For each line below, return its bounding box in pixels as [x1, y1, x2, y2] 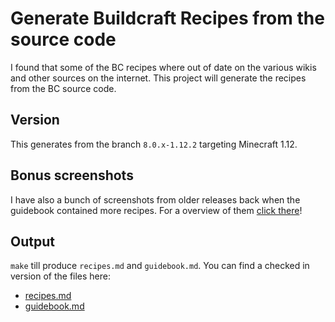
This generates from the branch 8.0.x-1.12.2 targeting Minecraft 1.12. [10, 138, 298, 150]
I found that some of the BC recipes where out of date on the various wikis [10, 61, 317, 73]
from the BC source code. [10, 82, 117, 94]
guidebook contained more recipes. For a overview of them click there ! [10, 204, 303, 216]
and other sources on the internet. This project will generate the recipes [10, 72, 307, 84]
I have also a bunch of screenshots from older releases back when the [10, 193, 301, 206]
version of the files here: [10, 270, 112, 282]
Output [10, 233, 55, 250]
